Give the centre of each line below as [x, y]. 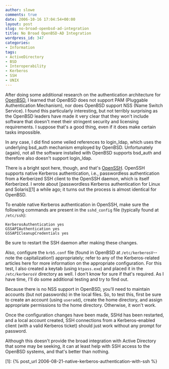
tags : [11, 52]
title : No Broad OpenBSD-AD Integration [48, 33]
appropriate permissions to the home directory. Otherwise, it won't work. [81, 305]
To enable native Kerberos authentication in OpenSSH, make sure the [77, 204]
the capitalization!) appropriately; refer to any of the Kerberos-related [88, 257]
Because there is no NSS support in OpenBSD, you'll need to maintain [78, 289]
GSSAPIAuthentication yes [32, 229]
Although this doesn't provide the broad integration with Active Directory [81, 341]
